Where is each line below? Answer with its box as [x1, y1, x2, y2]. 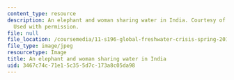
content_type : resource [7, 10, 77, 17]
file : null [7, 29, 39, 37]
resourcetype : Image [7, 49, 68, 56]
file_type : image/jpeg [7, 42, 73, 49]
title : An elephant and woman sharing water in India [7, 56, 167, 63]
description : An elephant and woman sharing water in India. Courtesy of [7, 17, 226, 24]
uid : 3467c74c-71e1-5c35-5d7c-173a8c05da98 [7, 62, 136, 69]
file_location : [7, 36, 52, 43]
